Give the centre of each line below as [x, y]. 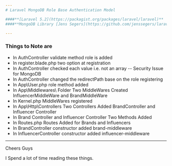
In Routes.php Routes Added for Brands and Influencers [72, 123]
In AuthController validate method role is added [62, 57]
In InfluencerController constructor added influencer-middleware [81, 133]
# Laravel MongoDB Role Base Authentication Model [60, 10]
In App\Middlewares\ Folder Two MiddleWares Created [70, 90]
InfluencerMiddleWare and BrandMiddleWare [60, 96]
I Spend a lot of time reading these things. [49, 158]
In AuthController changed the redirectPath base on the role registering [88, 79]
